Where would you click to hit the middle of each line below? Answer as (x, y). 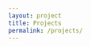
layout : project (35, 16)
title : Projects (35, 23)
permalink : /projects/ (45, 30)
